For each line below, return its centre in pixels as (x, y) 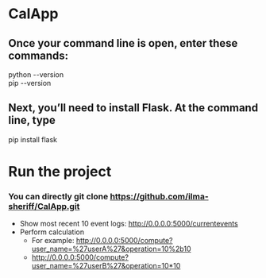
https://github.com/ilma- (159, 196)
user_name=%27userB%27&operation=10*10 (106, 266)
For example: (53, 241)
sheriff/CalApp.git (44, 206)
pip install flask (33, 139)
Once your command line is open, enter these (123, 43)
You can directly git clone (58, 196)
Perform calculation (52, 232)
